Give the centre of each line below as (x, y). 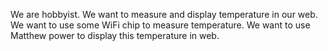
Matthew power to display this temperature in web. (115, 35)
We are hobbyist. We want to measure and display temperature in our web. (164, 14)
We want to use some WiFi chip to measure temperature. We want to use (160, 25)
